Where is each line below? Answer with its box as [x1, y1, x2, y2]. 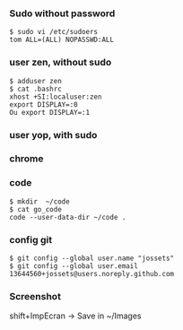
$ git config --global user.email [9, 262, 139, 271]
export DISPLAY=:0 [9, 100, 78, 109]
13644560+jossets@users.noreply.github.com [9, 270, 175, 279]
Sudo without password [9, 7, 116, 20]
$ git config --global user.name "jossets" [9, 254, 175, 263]
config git [9, 233, 52, 246]
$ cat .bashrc [9, 84, 63, 93]
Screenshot [9, 290, 61, 302]
